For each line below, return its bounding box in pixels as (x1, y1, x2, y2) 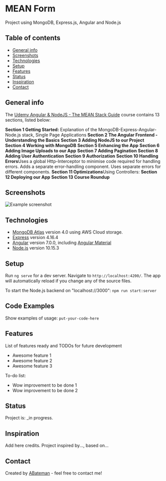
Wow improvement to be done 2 (12, 387, 78, 393)
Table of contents (5, 34, 60, 42)
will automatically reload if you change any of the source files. (5, 278, 132, 284)
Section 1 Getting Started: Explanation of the (5, 126, 98, 132)
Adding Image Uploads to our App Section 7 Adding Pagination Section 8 (5, 148, 159, 154)
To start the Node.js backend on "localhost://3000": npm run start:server (5, 288, 157, 293)
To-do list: (5, 372, 26, 378)
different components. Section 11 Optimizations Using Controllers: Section (5, 168, 158, 174)
